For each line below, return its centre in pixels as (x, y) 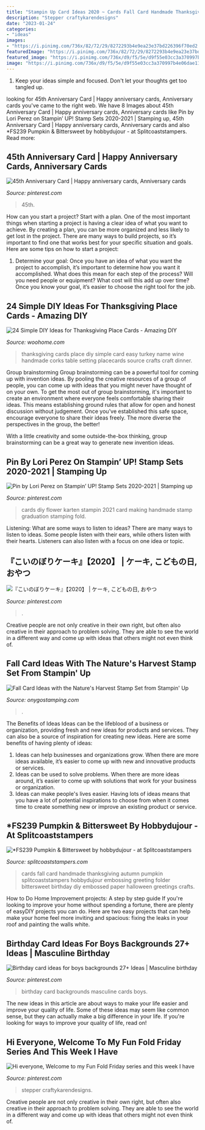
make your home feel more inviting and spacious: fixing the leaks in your (97, 918)
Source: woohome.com (36, 342)
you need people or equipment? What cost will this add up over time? (102, 280)
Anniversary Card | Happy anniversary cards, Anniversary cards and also (98, 125)
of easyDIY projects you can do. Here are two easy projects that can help (99, 911)
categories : (21, 29)
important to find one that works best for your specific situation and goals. (100, 242)
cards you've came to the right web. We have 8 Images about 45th (90, 105)
